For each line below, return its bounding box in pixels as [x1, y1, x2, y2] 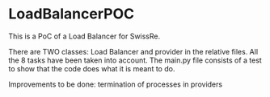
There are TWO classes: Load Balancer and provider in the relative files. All [8, 46, 259, 56]
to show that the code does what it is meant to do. [8, 63, 175, 73]
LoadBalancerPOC [8, 5, 135, 23]
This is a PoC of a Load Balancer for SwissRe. [8, 31, 161, 41]
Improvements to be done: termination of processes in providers [8, 79, 223, 89]
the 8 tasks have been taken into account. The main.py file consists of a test [8, 55, 263, 65]
